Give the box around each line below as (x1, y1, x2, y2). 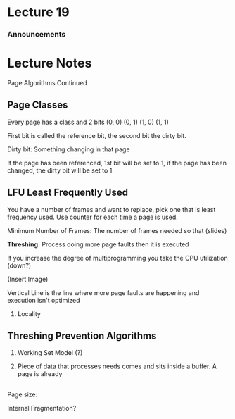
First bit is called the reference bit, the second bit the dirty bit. (7, 131, 186, 139)
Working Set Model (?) (17, 349, 83, 357)
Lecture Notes (7, 56, 92, 71)
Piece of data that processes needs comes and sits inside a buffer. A (17, 362, 217, 370)
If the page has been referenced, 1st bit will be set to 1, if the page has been (7, 158, 227, 167)
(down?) (7, 261, 32, 270)
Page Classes (7, 99, 68, 111)
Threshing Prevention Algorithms (7, 330, 157, 342)
